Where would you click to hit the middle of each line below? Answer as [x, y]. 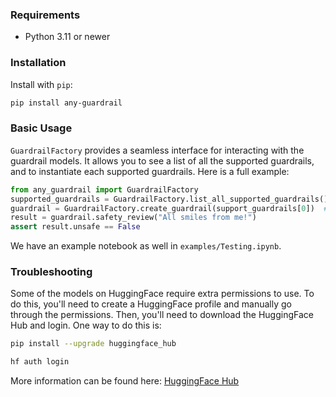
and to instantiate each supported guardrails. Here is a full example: [150, 171]
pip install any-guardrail [66, 103]
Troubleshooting [51, 272]
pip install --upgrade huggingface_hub [93, 344]
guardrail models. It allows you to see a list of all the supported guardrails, [162, 160]
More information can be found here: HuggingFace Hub [125, 381]
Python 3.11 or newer [67, 37]
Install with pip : [41, 84]
